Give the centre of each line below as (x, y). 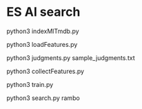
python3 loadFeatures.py (42, 44)
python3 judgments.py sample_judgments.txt (71, 58)
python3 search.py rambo (43, 98)
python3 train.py (30, 84)
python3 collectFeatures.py (45, 71)
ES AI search (43, 12)
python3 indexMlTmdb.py (43, 31)
